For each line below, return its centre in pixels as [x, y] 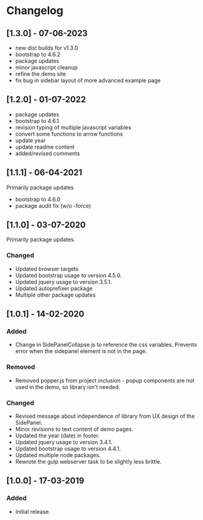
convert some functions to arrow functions [69, 134]
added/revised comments [48, 153]
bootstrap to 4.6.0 [38, 199]
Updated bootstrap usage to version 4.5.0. [68, 275]
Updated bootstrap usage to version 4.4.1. [68, 449]
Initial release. [33, 511]
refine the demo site [40, 74]
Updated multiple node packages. [58, 455]
